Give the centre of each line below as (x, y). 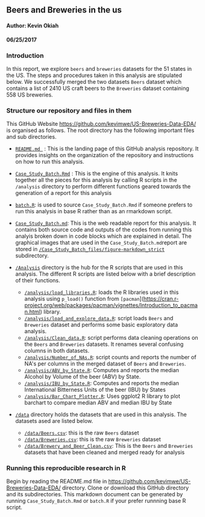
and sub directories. (31, 137)
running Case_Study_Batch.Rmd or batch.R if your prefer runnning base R (96, 501)
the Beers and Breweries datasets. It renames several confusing (104, 344)
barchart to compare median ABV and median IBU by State (98, 403)
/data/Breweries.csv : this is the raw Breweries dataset (92, 439)
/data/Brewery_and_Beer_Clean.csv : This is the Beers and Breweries (109, 446)
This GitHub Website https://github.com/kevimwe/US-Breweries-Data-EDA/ (101, 124)
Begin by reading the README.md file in (57, 482)
